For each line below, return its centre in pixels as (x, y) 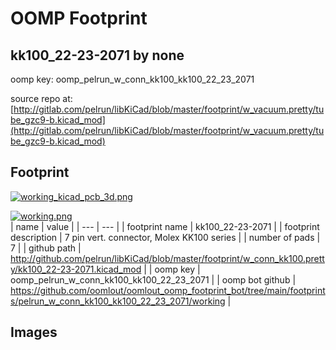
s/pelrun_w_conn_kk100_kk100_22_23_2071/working (118, 301)
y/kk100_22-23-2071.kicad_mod (76, 269)
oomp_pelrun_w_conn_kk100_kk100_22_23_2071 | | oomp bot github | (153, 279)
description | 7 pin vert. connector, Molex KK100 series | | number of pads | (165, 237)
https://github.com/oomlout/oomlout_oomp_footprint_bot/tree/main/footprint (168, 290)
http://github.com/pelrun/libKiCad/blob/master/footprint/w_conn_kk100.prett (167, 258)
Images (34, 332)
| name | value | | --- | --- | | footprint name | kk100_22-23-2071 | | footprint (165, 226)
